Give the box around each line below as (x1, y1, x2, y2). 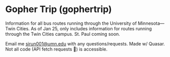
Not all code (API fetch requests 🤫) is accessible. (5, 46, 108, 52)
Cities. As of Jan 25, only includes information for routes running (16, 25, 152, 31)
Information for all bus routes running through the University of (5, 20, 137, 26)
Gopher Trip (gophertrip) (5, 4, 112, 15)
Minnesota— (137, 20, 164, 26)
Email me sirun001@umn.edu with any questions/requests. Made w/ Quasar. (5, 40, 165, 46)
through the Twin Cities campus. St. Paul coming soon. (5, 31, 121, 37)
